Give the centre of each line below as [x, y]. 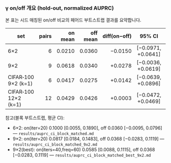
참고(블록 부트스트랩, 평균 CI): [35, 118]
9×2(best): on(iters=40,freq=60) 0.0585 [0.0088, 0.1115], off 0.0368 [84, 150]
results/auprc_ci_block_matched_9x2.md [55, 145]
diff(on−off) [117, 36]
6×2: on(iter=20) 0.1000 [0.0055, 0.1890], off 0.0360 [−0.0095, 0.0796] [87, 128]
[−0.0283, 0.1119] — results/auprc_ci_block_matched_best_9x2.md [82, 155]
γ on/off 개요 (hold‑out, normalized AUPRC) [60, 8]
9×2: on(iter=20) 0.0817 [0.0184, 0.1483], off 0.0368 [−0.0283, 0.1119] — [88, 139]
